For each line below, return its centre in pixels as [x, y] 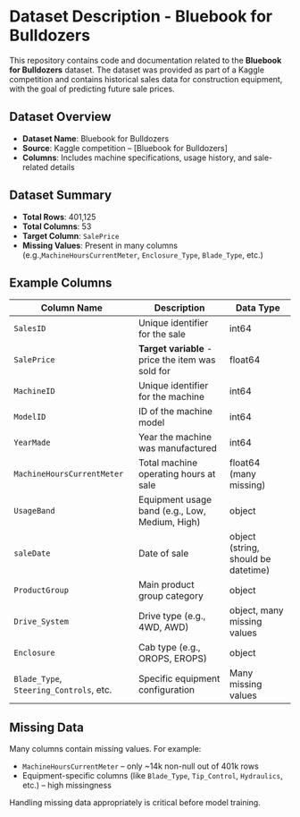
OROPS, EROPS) [173, 659]
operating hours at [177, 474]
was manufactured [177, 448]
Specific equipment [179, 679]
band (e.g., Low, [172, 511]
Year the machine [175, 438]
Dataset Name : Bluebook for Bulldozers [96, 138]
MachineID [34, 391]
